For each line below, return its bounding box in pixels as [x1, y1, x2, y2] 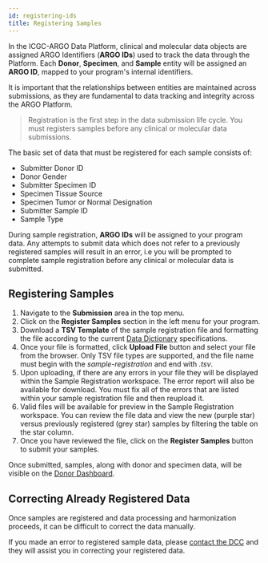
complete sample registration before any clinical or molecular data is [8, 255, 234, 265]
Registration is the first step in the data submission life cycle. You [27, 115, 243, 124]
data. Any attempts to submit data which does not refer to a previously [8, 238, 241, 248]
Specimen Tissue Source [19, 188, 102, 198]
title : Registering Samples [8, 19, 102, 27]
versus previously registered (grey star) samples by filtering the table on [19, 419, 258, 429]
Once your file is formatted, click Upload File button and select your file [19, 342, 256, 352]
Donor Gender [19, 172, 68, 181]
